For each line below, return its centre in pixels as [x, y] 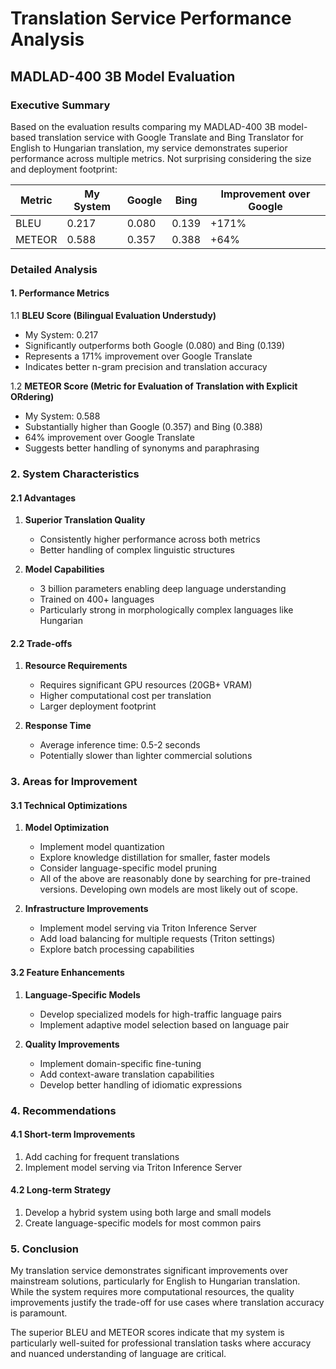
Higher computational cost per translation [125, 696]
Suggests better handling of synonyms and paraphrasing [142, 448]
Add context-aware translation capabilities [127, 1074]
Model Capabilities [64, 569]
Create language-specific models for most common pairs [143, 1223]
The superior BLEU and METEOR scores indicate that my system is [147, 1333]
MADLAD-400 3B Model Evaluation [123, 76]
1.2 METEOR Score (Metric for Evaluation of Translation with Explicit [154, 386]
